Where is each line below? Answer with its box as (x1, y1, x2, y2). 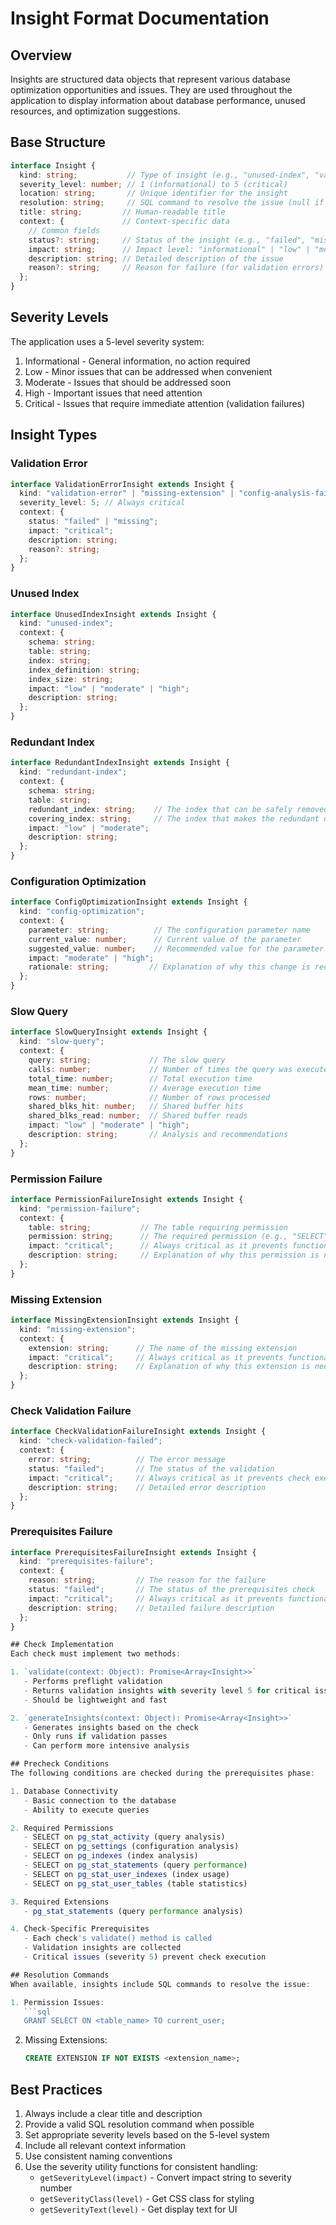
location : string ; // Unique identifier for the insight (19, 188, 288, 199)
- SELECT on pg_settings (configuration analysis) (23, 1842, 240, 1852)
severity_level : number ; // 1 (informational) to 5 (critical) (19, 179, 288, 189)
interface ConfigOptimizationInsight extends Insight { (10, 897, 248, 907)
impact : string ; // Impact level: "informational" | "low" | (28, 244, 311, 254)
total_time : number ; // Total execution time (28, 1073, 253, 1084)
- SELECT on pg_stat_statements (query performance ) (23, 1860, 248, 1871)
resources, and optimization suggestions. (10, 105, 181, 117)
